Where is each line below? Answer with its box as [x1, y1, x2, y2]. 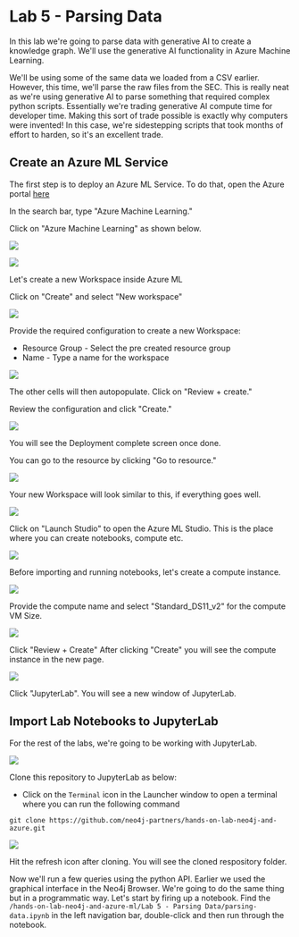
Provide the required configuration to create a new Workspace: [9, 325, 241, 336]
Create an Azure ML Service [9, 155, 169, 171]
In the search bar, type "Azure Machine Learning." [9, 206, 194, 216]
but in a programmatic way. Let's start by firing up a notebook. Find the [9, 892, 270, 903]
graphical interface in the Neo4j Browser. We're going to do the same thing [9, 882, 285, 893]
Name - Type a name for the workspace [21, 351, 170, 363]
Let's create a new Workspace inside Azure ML [9, 274, 183, 284]
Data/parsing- [204, 901, 257, 911]
